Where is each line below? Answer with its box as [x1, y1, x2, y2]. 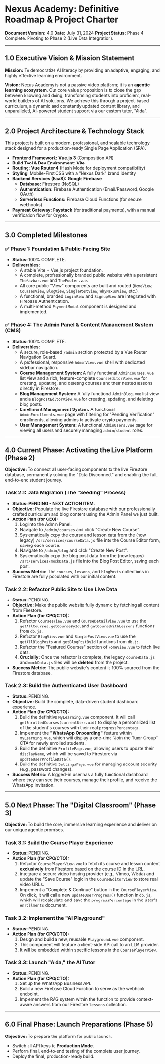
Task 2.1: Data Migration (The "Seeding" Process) [5, 490, 126, 496]
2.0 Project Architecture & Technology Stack [5, 127, 145, 136]
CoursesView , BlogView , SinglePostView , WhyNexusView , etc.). [19, 288, 139, 294]
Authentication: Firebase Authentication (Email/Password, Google [19, 186, 154, 192]
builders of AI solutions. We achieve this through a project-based [17, 97, 149, 104]
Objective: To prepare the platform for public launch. [5, 1033, 112, 1039]
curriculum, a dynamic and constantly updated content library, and [5, 103, 140, 109]
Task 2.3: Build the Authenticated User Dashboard [5, 682, 128, 689]
